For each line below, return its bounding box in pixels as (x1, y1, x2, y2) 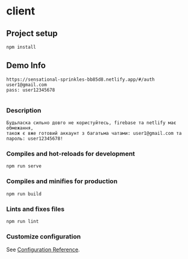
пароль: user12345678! (6, 136, 63, 142)
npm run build (6, 191, 42, 197)
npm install (6, 44, 36, 50)
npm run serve (6, 163, 42, 169)
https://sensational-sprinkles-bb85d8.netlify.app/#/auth (6, 76, 155, 83)
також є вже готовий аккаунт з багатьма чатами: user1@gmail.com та (6, 131, 182, 137)
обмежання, (6, 125, 34, 131)
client (6, 4, 36, 18)
